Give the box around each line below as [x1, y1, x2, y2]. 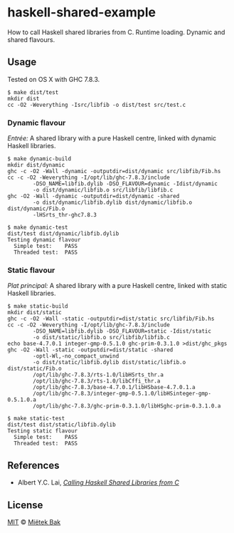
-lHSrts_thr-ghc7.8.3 [33, 212, 97, 219]
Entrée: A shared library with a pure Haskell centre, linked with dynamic [7, 134, 217, 143]
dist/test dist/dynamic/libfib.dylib [7, 230, 119, 237]
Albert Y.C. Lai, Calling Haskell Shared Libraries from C [17, 478, 179, 487]
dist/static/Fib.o [7, 365, 62, 373]
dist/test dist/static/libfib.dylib [7, 421, 116, 428]
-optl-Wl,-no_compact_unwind [33, 353, 119, 360]
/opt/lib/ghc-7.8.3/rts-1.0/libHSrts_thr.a [33, 371, 164, 378]
